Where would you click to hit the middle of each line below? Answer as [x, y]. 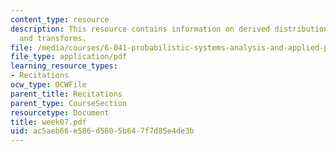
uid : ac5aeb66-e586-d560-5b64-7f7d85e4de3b [102, 131]
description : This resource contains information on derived [140, 29]
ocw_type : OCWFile [48, 85]
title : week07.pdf [48, 122]
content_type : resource [60, 19]
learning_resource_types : [64, 66]
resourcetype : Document [60, 112]
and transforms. [53, 38]
